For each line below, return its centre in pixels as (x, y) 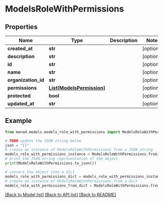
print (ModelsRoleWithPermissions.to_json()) (51, 163)
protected (19, 96)
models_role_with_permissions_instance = (48, 154)
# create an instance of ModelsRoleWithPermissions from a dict (71, 181)
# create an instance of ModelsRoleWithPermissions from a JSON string (79, 150)
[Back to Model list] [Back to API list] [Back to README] (61, 195)
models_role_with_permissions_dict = (43, 176)
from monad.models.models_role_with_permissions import (63, 132)
